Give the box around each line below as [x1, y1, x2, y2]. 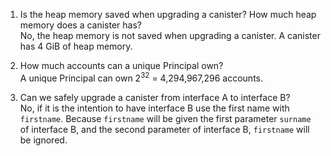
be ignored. [19, 134, 68, 146]
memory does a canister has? [19, 19, 142, 31]
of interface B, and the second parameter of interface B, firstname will [19, 123, 310, 135]
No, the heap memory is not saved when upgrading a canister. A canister [19, 30, 321, 41]
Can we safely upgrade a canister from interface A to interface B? [19, 91, 291, 103]
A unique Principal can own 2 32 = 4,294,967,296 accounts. [19, 70, 264, 84]
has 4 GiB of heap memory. [19, 40, 133, 52]
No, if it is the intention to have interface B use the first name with [19, 102, 290, 114]
